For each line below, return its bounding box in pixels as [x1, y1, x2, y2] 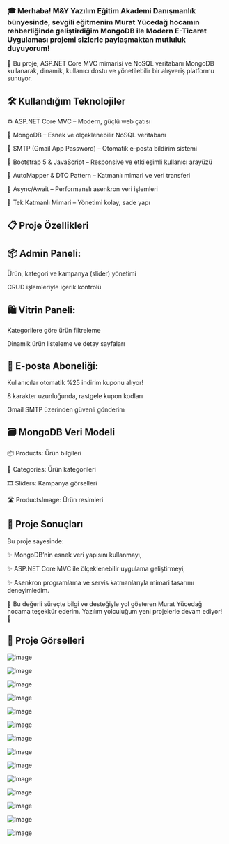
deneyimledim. [7, 586, 50, 594]
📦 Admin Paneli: [7, 247, 81, 259]
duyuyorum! [7, 43, 50, 53]
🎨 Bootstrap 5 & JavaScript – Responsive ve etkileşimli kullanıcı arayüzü [7, 158, 212, 166]
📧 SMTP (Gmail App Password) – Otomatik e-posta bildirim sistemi [7, 144, 197, 153]
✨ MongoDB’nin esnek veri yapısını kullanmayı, [7, 550, 142, 559]
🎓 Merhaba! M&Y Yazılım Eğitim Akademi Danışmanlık [7, 6, 196, 15]
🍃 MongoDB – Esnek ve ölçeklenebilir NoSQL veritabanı [7, 131, 166, 140]
